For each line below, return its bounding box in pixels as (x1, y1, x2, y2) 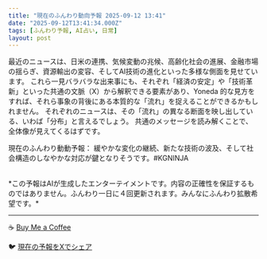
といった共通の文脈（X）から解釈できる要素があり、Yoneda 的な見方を (21, 87, 256, 96)
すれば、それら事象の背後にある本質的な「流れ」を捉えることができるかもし (8, 96, 259, 106)
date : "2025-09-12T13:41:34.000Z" (8, 19, 123, 27)
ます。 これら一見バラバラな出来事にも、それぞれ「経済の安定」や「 (8, 77, 232, 86)
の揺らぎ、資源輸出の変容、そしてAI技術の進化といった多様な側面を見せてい (8, 67, 258, 77)
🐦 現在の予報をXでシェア (8, 242, 93, 252)
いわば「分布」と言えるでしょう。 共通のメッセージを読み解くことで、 (21, 116, 253, 126)
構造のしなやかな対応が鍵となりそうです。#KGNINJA (14, 153, 189, 163)
